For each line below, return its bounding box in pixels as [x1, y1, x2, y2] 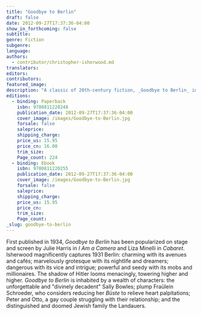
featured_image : [6, 82, 47, 88]
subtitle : [6, 31, 31, 37]
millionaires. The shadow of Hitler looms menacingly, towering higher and [6, 270, 188, 277]
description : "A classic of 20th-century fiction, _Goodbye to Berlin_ [6, 87, 189, 93]
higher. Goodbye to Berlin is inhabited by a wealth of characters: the [6, 276, 175, 284]
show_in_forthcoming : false [6, 25, 77, 32]
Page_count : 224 [17, 154, 58, 160]
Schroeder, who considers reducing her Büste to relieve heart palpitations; [6, 289, 191, 296]
